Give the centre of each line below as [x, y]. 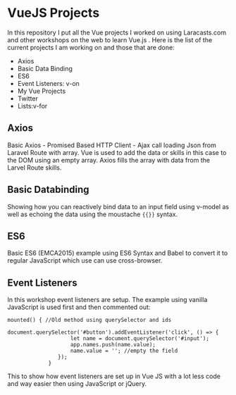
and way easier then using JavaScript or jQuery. [77, 384]
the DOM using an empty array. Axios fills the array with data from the [108, 160]
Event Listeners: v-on [48, 83]
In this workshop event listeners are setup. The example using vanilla [107, 300]
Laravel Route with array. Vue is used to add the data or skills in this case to [117, 152]
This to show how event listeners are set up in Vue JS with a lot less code [114, 376]
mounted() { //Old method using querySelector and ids [89, 320]
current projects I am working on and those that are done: [91, 47]
